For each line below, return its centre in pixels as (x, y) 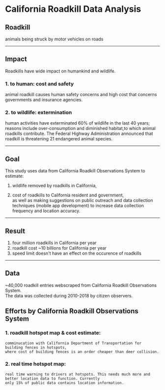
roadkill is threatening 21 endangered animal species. (59, 139)
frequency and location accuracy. (46, 211)
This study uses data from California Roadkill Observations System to (75, 171)
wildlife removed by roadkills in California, (55, 186)
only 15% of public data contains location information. (65, 383)
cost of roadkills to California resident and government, (68, 195)
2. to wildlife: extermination (39, 113)
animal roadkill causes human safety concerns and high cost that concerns (81, 95)
